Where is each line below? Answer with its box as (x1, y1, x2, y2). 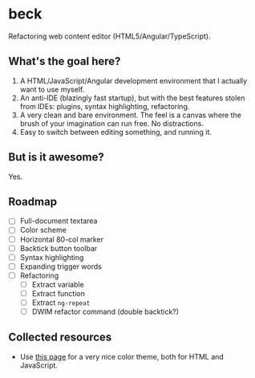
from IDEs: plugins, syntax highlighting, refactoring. (19, 101, 190, 111)
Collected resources (8, 331, 112, 344)
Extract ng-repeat (31, 298, 91, 307)
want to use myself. (19, 84, 85, 94)
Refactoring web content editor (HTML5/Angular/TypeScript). (8, 31, 211, 41)
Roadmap (8, 194, 58, 209)
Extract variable (31, 279, 84, 289)
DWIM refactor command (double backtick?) (31, 307, 179, 316)
